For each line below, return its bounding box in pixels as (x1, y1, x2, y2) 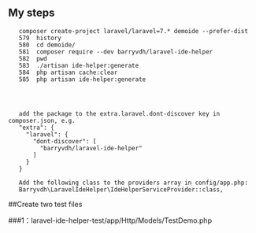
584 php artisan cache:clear (18, 68, 118, 76)
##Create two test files (8, 199, 83, 209)
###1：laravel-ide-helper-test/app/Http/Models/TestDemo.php (8, 216, 213, 225)
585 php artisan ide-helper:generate (18, 75, 147, 83)
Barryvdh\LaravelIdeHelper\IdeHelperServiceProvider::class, (18, 185, 224, 194)
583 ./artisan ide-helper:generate (18, 61, 139, 69)
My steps (8, 6, 55, 20)
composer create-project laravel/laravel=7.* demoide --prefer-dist (18, 27, 248, 35)
